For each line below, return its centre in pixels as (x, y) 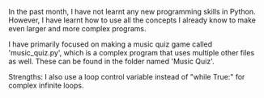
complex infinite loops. (46, 85)
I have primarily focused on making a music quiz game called (111, 44)
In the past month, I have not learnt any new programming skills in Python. (132, 12)
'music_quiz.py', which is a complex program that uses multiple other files (132, 53)
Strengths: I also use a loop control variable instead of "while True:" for (127, 77)
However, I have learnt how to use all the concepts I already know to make (132, 20)
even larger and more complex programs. (77, 29)
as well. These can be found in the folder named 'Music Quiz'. (111, 61)
